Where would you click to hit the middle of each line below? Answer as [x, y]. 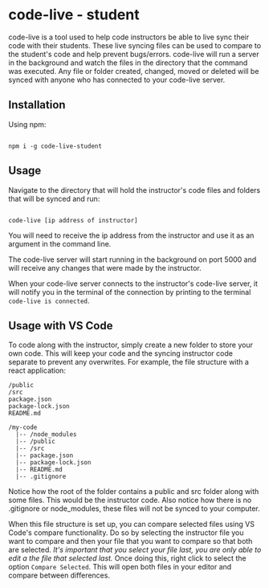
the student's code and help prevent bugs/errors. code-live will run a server [134, 54]
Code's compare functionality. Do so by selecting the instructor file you [126, 533]
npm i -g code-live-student [55, 146]
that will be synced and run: [54, 198]
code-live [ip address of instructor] [73, 220]
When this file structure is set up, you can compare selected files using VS [132, 525]
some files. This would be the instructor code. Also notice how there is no [130, 500]
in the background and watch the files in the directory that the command [128, 63]
